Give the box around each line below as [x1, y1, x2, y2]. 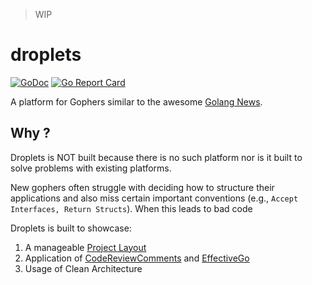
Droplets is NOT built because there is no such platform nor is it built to [10, 151, 303, 163]
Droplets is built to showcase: [10, 222, 132, 234]
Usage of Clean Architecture [24, 262, 143, 274]
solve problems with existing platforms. [10, 162, 172, 174]
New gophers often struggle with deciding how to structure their [10, 181, 275, 193]
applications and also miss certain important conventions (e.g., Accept [10, 192, 299, 204]
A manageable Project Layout [24, 241, 147, 253]
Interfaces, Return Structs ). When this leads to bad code [10, 202, 253, 214]
